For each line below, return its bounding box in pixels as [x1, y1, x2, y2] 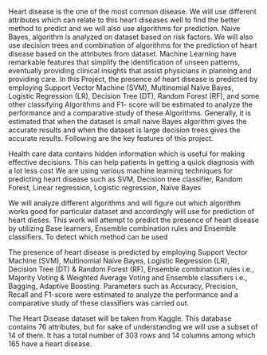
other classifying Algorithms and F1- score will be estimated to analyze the [8, 99, 253, 109]
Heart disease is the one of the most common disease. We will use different [8, 7, 257, 16]
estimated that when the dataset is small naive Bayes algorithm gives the [8, 117, 247, 126]
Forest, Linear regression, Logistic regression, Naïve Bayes [8, 183, 202, 192]
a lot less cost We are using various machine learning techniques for [8, 166, 234, 175]
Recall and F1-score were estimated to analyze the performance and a [8, 290, 239, 299]
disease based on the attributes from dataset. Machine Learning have [8, 49, 237, 58]
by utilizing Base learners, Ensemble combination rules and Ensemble [8, 224, 237, 233]
